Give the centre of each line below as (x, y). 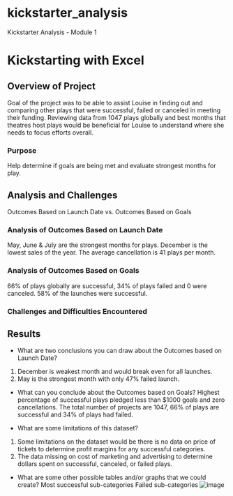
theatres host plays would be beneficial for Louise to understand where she (116, 125)
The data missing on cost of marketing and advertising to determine (115, 457)
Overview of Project (52, 86)
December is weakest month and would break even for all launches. (115, 372)
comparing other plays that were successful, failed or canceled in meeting (114, 110)
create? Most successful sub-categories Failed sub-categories (108, 485)
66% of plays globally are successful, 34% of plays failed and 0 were (107, 286)
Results (24, 334)
